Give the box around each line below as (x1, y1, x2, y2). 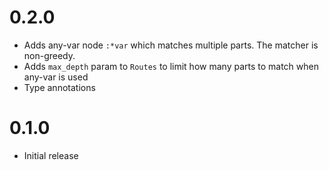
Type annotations (23, 81, 96, 93)
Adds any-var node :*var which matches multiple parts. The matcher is (23, 39, 319, 51)
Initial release (23, 149, 79, 161)
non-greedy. (23, 49, 76, 61)
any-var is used (23, 71, 89, 83)
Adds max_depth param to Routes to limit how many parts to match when (23, 60, 319, 72)
